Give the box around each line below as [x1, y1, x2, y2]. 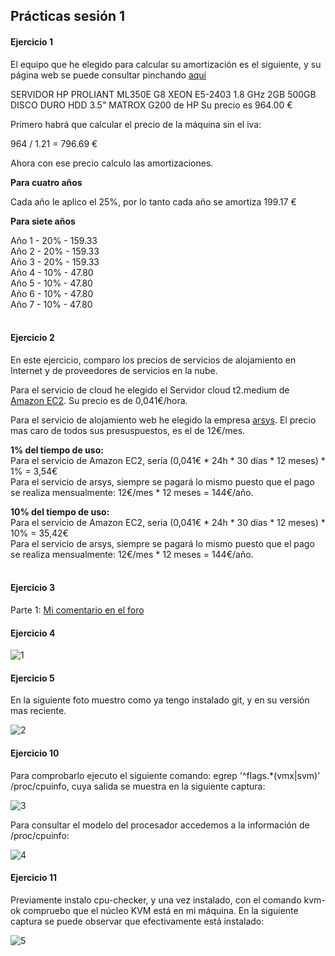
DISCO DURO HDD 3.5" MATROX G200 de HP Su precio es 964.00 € [10, 99, 293, 111]
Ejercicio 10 [10, 747, 60, 759]
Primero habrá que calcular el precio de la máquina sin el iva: [10, 118, 262, 130]
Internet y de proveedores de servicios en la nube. [10, 364, 218, 376]
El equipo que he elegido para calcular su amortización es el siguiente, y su [10, 58, 322, 70]
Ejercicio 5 [10, 672, 55, 684]
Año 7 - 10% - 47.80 [10, 298, 93, 310]
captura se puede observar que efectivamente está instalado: [10, 915, 265, 927]
